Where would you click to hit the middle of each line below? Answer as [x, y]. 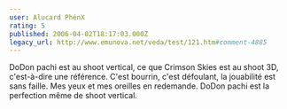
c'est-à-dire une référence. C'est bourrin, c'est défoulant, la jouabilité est [143, 77]
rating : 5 [27, 26]
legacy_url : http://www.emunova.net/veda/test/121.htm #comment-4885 [138, 42]
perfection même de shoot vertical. [73, 96]
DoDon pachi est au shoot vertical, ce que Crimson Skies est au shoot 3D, [144, 67]
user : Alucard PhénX [47, 17]
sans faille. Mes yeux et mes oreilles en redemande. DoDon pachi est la [140, 86]
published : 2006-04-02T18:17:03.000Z [79, 34]
